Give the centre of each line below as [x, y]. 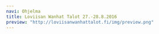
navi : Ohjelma [24, 11]
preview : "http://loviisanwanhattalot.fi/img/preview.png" [80, 22]
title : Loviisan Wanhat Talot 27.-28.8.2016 [62, 17]
